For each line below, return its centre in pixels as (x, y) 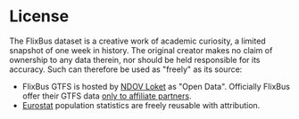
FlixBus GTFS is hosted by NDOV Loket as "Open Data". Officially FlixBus (156, 86)
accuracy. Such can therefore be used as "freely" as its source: (126, 69)
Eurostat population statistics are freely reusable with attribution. (141, 105)
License (39, 16)
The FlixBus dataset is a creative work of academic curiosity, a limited (137, 41)
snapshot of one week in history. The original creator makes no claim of (141, 50)
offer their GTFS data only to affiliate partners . (107, 96)
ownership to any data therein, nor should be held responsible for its (135, 59)
